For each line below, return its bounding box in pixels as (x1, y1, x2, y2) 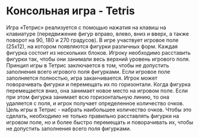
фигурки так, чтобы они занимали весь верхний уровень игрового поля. (6, 55, 190, 62)
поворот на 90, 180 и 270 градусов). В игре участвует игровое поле (6, 36, 179, 43)
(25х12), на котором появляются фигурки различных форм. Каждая (6, 43, 178, 50)
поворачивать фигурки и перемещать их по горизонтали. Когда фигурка (6, 80, 191, 87)
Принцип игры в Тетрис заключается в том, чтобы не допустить (6, 61, 169, 69)
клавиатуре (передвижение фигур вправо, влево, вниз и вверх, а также (6, 30, 189, 37)
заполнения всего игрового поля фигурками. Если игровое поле (6, 68, 170, 75)
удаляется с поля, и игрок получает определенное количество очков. (6, 99, 184, 106)
